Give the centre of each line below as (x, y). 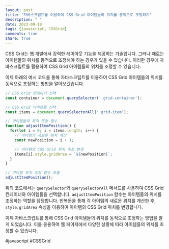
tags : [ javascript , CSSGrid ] (36, 29)
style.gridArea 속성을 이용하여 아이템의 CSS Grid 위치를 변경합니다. (74, 207)
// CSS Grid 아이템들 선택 (31, 107)
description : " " (24, 19)
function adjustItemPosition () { (41, 126)
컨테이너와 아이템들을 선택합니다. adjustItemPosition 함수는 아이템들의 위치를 (83, 194)
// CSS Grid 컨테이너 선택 (31, 93)
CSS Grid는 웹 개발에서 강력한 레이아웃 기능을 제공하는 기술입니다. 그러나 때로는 (85, 54)
